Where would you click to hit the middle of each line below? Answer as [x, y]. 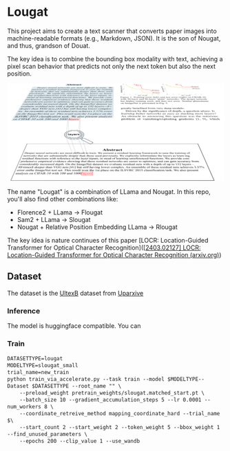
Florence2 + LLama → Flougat [60, 212]
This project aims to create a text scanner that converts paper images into [112, 31]
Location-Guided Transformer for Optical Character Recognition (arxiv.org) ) [114, 254]
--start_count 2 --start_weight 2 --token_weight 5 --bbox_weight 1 [120, 428]
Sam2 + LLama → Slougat [54, 219]
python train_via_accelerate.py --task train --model [86, 379]
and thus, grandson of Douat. [49, 45]
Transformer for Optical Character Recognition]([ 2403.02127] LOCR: [104, 247]
